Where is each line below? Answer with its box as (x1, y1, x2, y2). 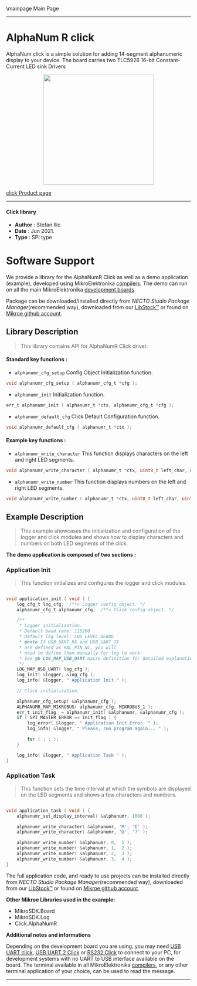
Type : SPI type (14, 234, 52, 241)
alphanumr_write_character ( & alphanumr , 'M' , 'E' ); (16, 824, 148, 829)
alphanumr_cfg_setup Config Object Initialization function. (14, 369, 153, 376)
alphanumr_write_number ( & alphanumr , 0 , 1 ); (16, 840, 133, 846)
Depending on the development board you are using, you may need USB (6, 943, 181, 950)
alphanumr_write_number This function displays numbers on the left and (14, 478, 186, 485)
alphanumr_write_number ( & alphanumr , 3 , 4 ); (16, 856, 133, 862)
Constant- (156, 56, 181, 63)
